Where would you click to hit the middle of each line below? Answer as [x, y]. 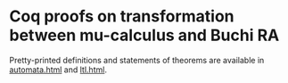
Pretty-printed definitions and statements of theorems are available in [137, 60]
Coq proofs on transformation [122, 17]
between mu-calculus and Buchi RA [144, 35]
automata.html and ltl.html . [58, 70]
